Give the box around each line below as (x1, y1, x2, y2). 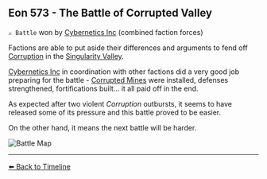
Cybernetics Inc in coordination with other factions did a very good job (8, 67, 240, 76)
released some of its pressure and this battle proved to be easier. (8, 107, 222, 117)
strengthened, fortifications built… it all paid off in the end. (8, 84, 199, 93)
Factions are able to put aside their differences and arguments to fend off (8, 43, 248, 53)
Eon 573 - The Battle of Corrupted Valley (8, 6, 213, 20)
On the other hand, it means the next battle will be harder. (8, 123, 197, 132)
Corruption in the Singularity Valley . (8, 51, 125, 60)
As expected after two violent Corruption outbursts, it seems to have (8, 99, 233, 108)
